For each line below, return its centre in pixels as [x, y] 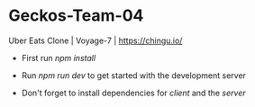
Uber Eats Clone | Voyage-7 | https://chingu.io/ [96, 40]
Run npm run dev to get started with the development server [134, 75]
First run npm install [59, 58]
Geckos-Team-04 [76, 16]
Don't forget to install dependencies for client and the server [133, 93]
